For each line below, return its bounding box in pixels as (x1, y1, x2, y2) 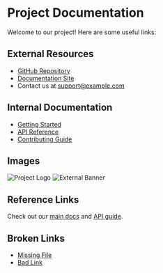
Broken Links (7, 232, 65, 244)
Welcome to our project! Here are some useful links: (7, 28, 157, 36)
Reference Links (7, 194, 79, 205)
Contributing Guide (17, 134, 72, 143)
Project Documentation (7, 5, 144, 21)
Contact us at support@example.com (17, 81, 125, 90)
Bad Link (17, 258, 43, 266)
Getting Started (17, 120, 61, 128)
